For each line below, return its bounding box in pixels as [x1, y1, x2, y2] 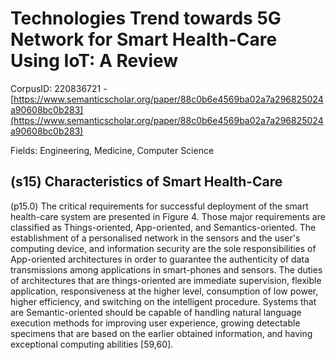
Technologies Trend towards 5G [10, 7, 282, 30]
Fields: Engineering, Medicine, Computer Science [10, 144, 215, 156]
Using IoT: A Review [10, 50, 179, 72]
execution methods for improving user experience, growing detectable [10, 317, 301, 329]
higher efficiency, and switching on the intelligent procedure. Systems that [10, 295, 317, 307]
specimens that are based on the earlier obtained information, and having [10, 327, 313, 339]
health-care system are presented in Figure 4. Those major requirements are [10, 210, 326, 222]
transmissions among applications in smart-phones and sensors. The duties [10, 263, 323, 276]
